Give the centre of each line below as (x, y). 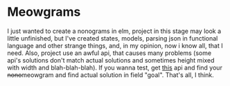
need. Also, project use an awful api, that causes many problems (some (109, 53)
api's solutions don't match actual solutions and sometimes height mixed (111, 60)
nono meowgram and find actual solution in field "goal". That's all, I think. (111, 75)
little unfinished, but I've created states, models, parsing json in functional (113, 38)
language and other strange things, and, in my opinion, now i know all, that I (115, 45)
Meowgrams (44, 12)
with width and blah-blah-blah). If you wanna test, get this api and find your (115, 67)
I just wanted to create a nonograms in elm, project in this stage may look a (114, 31)
